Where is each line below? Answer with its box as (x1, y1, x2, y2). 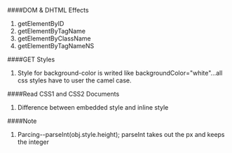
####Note (7, 117, 37, 125)
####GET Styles (7, 55, 55, 64)
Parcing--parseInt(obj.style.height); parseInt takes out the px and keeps (17, 131, 226, 138)
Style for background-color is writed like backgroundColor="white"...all (17, 69, 223, 77)
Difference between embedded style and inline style (17, 103, 169, 111)
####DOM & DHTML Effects (7, 6, 89, 14)
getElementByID (17, 20, 64, 27)
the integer (17, 138, 50, 146)
